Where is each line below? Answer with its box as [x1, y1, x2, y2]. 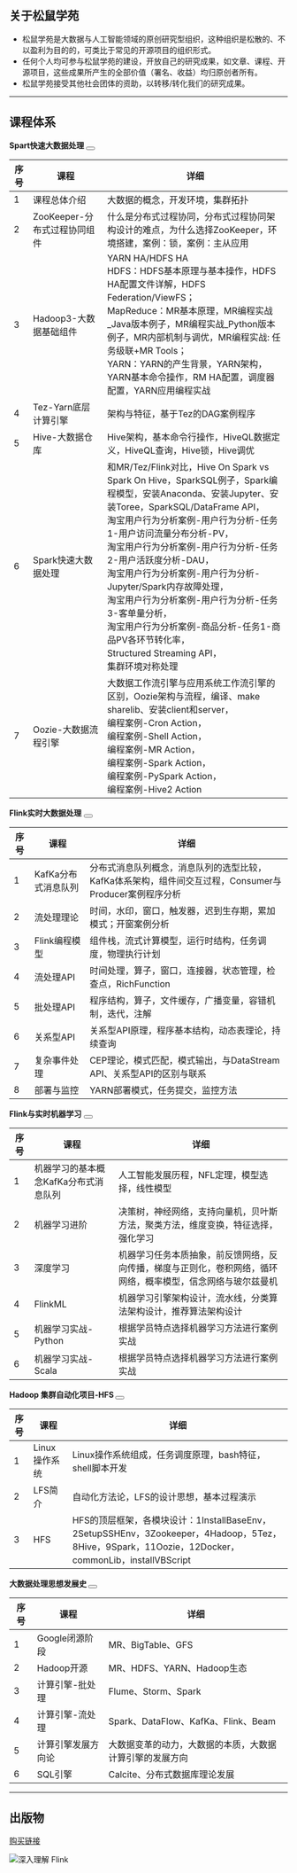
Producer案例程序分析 [89, 887, 181, 900]
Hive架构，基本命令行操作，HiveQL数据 [107, 431, 271, 443]
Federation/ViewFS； [107, 291, 196, 303]
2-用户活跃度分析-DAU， [107, 553, 214, 566]
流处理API [34, 971, 76, 983]
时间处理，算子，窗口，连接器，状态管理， [89, 964, 267, 977]
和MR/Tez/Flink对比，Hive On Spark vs [107, 460, 270, 472]
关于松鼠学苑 [9, 8, 80, 24]
